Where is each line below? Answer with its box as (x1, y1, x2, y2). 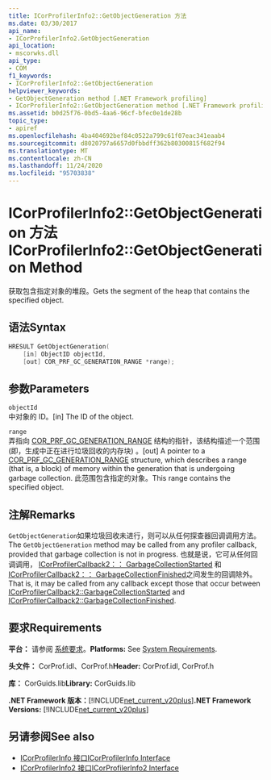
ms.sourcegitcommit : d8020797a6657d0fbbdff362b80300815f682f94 (8, 139, 226, 148)
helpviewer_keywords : (8, 86, 81, 95)
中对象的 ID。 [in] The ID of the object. (8, 412, 135, 422)
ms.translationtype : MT (8, 147, 89, 155)
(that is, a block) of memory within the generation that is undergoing (8, 464, 236, 473)
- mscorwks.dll (8, 49, 60, 57)
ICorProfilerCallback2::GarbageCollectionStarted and (8, 587, 186, 597)
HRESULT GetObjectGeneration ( (8, 342, 110, 351)
